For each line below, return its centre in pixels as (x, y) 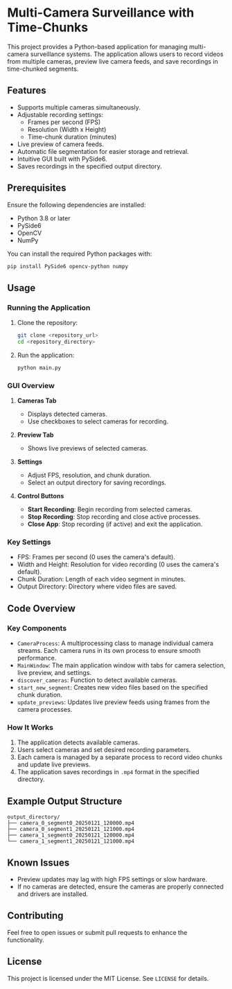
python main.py (39, 368)
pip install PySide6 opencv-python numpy (68, 266)
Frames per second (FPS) (64, 122)
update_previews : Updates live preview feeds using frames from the (113, 702)
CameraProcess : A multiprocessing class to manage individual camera (115, 643)
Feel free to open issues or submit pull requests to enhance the (97, 932)
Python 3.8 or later (44, 218)
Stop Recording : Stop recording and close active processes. (114, 517)
